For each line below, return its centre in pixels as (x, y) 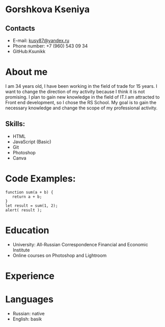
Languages (29, 299)
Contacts (20, 28)
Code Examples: (40, 179)
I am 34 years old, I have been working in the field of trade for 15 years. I (81, 86)
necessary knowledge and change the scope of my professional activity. (81, 108)
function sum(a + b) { (29, 192)
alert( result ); (24, 210)
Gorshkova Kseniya (48, 9)
